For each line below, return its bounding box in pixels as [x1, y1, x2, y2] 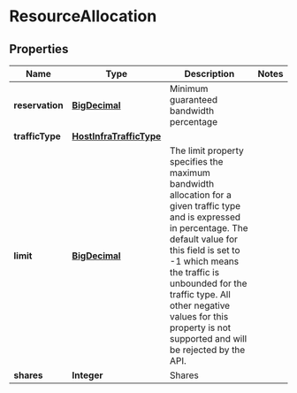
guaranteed [169, 94, 218, 105]
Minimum [169, 82, 209, 95]
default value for [169, 233, 239, 245]
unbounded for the [169, 277, 247, 289]
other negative [169, 299, 231, 312]
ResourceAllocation [9, 6, 157, 27]
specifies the [169, 156, 224, 167]
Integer [72, 369, 103, 381]
